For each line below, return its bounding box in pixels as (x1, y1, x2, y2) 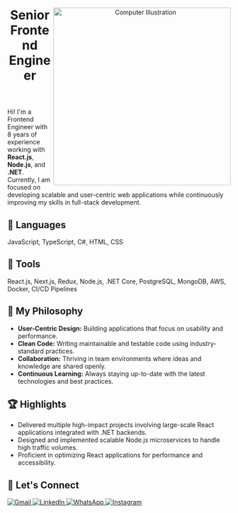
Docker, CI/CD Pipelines (7, 284, 78, 293)
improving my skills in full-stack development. (7, 198, 142, 207)
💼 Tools (7, 258, 41, 270)
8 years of (7, 130, 38, 139)
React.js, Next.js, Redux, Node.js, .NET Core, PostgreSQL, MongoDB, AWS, (7, 277, 227, 286)
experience (7, 138, 40, 146)
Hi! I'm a (7, 107, 32, 117)
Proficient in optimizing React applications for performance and (17, 451, 203, 460)
